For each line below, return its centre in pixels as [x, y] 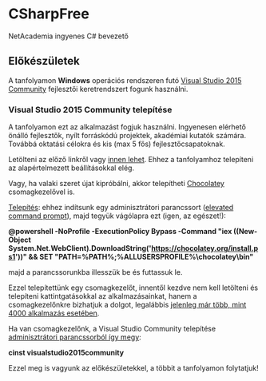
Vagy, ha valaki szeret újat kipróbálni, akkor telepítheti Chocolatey [117, 184]
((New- [245, 232]
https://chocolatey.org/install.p [205, 248]
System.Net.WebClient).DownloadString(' [80, 248]
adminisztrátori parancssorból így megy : [75, 337]
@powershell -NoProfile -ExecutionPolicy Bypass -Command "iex [120, 232]
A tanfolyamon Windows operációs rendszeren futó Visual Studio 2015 [125, 80]
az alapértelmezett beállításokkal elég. [71, 168]
